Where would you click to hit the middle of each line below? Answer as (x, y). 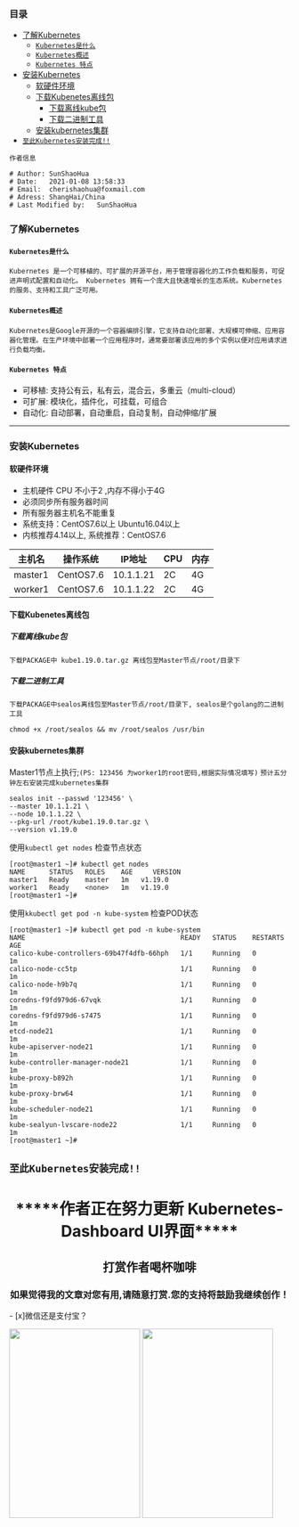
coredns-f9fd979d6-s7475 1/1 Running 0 (133, 1016)
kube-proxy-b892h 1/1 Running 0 (133, 1078)
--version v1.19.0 (43, 829)
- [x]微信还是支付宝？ (48, 1315)
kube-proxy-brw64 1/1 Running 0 (133, 1093)
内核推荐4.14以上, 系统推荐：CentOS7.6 (94, 535)
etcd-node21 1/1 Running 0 (133, 1031)
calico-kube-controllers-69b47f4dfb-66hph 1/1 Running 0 (133, 953)
